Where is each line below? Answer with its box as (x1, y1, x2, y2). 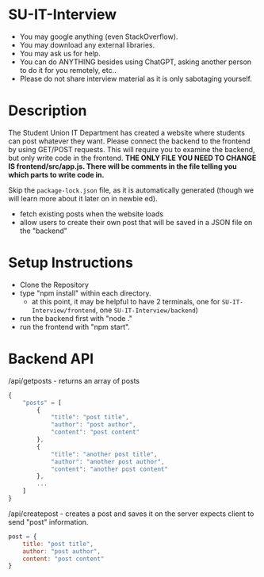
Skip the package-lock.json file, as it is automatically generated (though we (8, 185, 254, 195)
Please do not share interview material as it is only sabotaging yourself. (19, 74, 252, 83)
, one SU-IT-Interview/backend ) (95, 305, 198, 315)
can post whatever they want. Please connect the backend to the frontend (8, 136, 251, 146)
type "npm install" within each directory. (19, 288, 152, 298)
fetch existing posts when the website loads (19, 208, 164, 219)
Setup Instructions (8, 254, 133, 272)
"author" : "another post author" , (50, 457, 165, 465)
